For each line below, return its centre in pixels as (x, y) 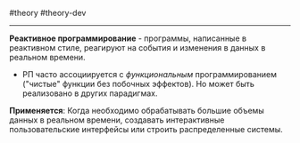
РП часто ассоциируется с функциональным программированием (150, 74)
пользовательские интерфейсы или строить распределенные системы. (146, 129)
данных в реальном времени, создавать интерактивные (117, 120)
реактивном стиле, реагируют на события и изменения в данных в (137, 48)
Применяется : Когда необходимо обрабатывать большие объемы (137, 111)
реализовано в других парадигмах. (90, 93)
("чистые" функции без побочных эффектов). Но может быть (138, 84)
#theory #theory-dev (48, 13)
